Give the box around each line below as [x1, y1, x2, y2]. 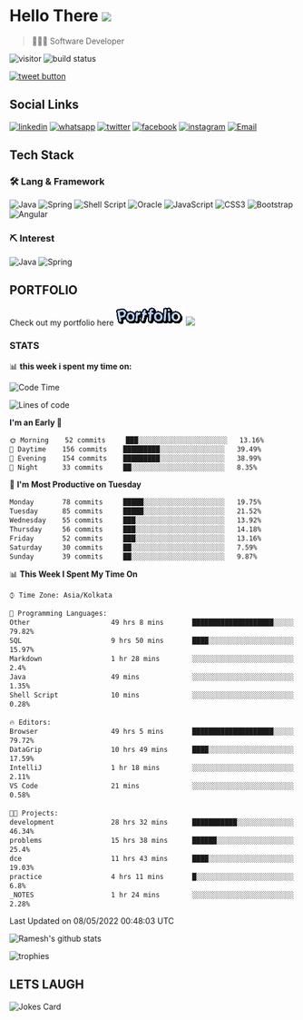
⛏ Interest [9, 233, 55, 245]
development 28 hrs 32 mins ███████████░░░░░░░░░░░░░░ [9, 817, 295, 827]
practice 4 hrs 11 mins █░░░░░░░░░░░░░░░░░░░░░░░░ [9, 872, 295, 881]
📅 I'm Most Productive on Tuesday [9, 479, 142, 490]
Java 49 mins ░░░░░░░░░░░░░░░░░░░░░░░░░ [9, 672, 295, 681]
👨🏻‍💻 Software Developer [31, 35, 125, 46]
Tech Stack [9, 147, 74, 163]
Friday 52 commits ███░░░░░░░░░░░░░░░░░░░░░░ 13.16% [9, 533, 261, 543]
